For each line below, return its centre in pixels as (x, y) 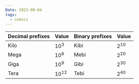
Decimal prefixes (29, 36)
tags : (11, 15)
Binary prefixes (93, 36)
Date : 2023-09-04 (24, 10)
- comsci (19, 19)
